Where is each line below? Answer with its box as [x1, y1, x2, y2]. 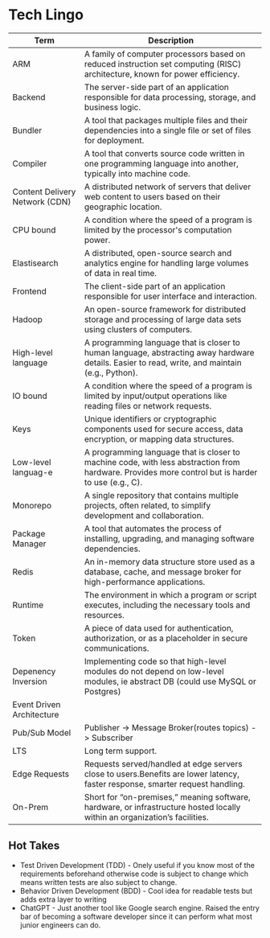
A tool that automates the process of [84, 523, 223, 534]
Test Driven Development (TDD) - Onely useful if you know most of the [19, 860, 256, 870]
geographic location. [84, 201, 162, 212]
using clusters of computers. [84, 323, 193, 335]
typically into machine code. [84, 167, 190, 179]
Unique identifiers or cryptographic [84, 413, 217, 424]
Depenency [12, 665, 56, 677]
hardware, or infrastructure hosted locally [84, 801, 241, 813]
